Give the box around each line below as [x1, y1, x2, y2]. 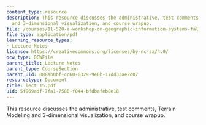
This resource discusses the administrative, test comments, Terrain [6, 105, 176, 112]
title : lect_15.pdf [6, 83, 56, 89]
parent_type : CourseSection [6, 65, 78, 72]
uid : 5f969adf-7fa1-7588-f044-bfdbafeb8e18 [6, 88, 120, 95]
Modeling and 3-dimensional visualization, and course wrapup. [6, 111, 166, 119]
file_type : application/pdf [6, 32, 78, 38]
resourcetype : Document [6, 77, 67, 83]
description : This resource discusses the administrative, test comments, [6, 15, 202, 21]
